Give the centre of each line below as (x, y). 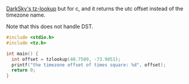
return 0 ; (23, 70)
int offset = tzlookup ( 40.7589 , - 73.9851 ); (66, 59)
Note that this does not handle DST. (50, 27)
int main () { (22, 54)
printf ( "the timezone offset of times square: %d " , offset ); (89, 65)
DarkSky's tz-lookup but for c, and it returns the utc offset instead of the (95, 9)
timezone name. (26, 15)
